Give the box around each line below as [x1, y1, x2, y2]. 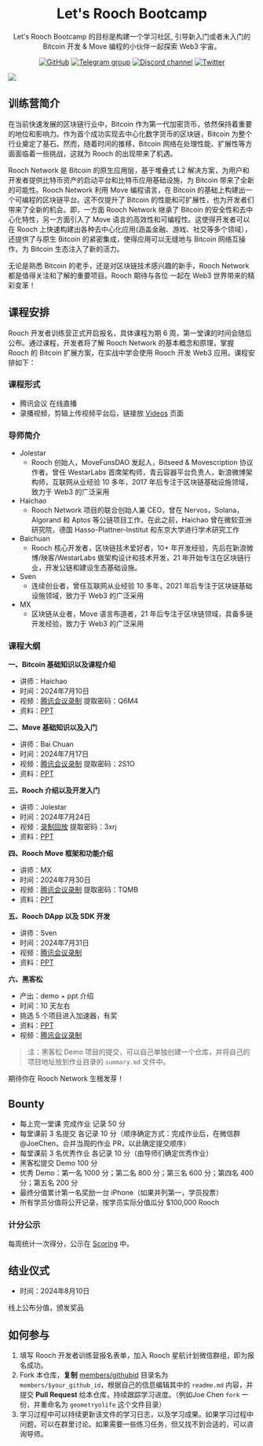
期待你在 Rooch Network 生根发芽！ [8, 1074, 124, 1083]
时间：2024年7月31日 [19, 938, 89, 948]
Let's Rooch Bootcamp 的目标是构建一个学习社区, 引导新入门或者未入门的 [13, 31, 251, 41]
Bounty [8, 1097, 45, 1110]
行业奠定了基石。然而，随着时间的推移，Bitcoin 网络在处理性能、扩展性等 [8, 138, 246, 148]
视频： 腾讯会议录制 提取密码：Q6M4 [19, 696, 139, 706]
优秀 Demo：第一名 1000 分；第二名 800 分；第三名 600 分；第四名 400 [19, 1168, 254, 1178]
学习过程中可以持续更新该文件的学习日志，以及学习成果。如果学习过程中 [19, 1410, 254, 1419]
